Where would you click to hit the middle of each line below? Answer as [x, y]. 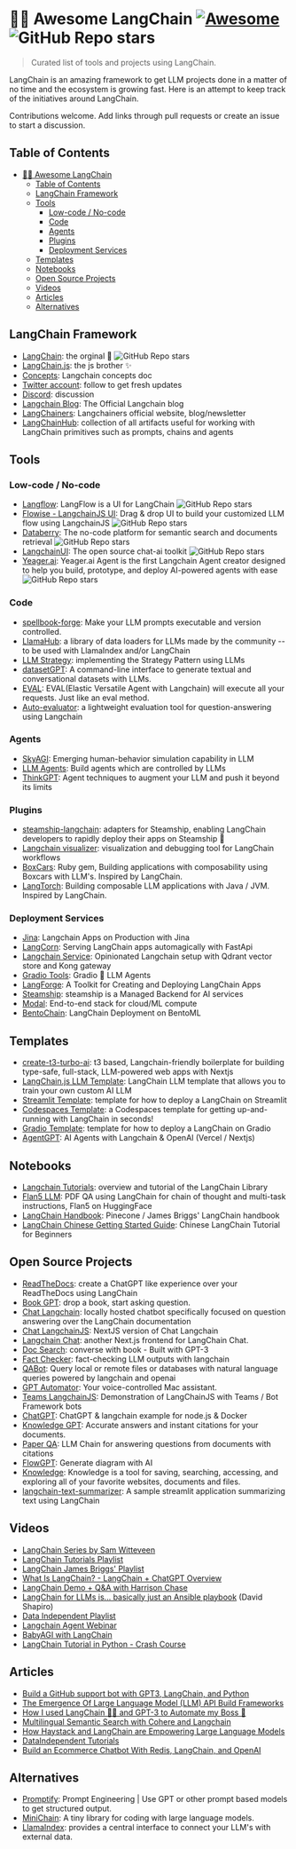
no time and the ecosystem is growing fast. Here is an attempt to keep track [148, 89]
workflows [41, 857]
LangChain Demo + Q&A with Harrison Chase [105, 1587]
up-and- [253, 1110]
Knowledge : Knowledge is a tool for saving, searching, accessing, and [150, 1472]
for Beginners [47, 1235]
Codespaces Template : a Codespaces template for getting [129, 1110]
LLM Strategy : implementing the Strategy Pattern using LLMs [133, 660]
